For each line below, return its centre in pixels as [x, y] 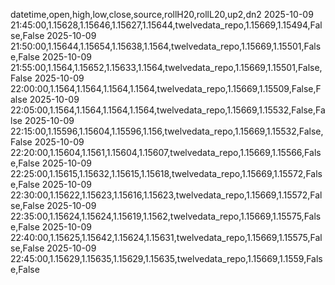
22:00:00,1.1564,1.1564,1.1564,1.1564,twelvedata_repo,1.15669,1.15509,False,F [166, 88]
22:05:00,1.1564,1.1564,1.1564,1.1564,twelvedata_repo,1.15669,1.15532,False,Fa [168, 110]
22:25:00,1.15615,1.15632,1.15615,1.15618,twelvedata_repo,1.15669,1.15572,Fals [166, 173]
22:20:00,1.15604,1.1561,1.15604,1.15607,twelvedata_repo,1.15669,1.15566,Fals [166, 152]
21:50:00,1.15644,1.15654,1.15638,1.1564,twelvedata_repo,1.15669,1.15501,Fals [166, 46]
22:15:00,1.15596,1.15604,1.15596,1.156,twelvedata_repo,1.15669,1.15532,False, [167, 131]
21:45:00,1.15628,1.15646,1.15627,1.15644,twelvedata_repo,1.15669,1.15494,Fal [166, 25]
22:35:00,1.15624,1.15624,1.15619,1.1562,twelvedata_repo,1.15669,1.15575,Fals [166, 216]
